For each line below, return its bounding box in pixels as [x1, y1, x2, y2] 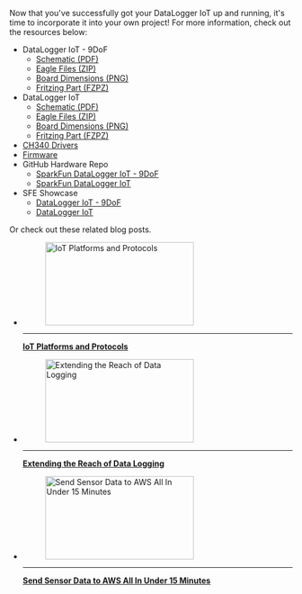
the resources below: [9, 27, 88, 37]
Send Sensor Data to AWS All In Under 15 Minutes [22, 575, 211, 586]
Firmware [22, 149, 58, 160]
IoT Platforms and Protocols [22, 341, 129, 352]
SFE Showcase [22, 188, 78, 198]
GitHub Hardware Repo [22, 159, 109, 169]
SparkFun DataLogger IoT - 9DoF [35, 168, 159, 179]
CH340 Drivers [22, 139, 79, 150]
